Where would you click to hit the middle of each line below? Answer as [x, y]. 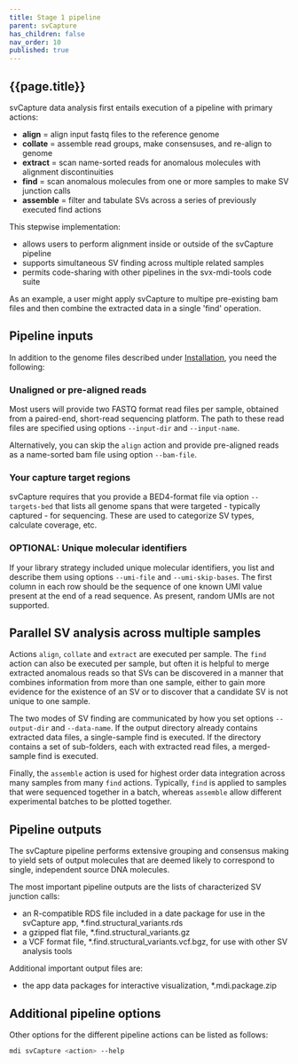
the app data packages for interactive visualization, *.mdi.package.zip [149, 986]
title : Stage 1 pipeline [55, 17]
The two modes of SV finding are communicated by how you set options [141, 718]
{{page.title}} [47, 86]
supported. [29, 605]
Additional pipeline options [85, 1013]
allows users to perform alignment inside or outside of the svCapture [148, 244]
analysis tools [47, 951]
